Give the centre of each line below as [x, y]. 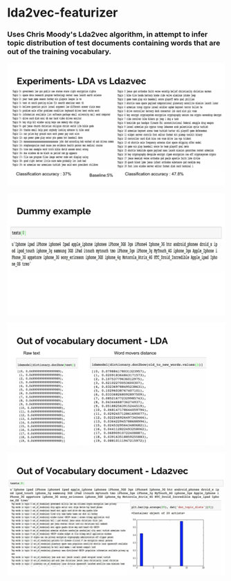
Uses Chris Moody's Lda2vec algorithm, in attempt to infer [108, 35]
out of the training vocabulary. [59, 52]
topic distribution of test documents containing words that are [114, 43]
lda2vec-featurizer [63, 13]
